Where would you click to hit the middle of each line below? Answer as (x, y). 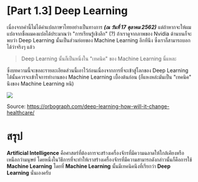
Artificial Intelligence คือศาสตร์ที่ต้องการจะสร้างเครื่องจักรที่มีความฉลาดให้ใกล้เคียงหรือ (95, 153)
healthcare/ (21, 112)
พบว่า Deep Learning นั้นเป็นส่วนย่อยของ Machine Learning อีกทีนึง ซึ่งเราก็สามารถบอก (99, 40)
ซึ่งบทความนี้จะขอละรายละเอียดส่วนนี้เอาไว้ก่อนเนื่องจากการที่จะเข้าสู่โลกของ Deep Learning (98, 70)
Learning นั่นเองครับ (29, 173)
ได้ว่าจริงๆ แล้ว (21, 47)
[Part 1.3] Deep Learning (67, 11)
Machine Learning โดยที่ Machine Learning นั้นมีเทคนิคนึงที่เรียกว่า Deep (89, 166)
